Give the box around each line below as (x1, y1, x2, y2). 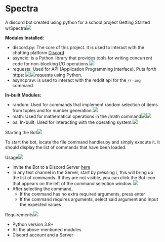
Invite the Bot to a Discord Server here (12, 164, 90, 170)
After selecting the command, (12, 186, 73, 192)
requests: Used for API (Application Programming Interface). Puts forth (12, 66, 157, 72)
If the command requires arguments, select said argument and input (19, 196, 158, 202)
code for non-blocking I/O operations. (12, 60, 90, 67)
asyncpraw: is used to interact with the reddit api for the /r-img (12, 77, 141, 83)
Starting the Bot (5, 129, 37, 135)
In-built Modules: (5, 92, 41, 98)
